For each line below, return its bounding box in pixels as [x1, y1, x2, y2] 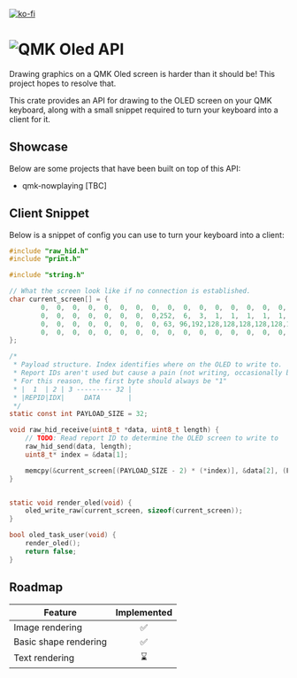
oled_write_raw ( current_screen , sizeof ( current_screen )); [25, 506, 243, 515]
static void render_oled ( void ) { [9, 498, 133, 507]
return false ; [25, 547, 77, 556]
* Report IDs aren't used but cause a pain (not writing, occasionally [12, 368, 283, 378]
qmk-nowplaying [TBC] [21, 180, 108, 190]
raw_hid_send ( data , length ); [25, 443, 133, 451]
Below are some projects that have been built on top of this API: [9, 163, 241, 173]
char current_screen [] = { [9, 295, 109, 304]
